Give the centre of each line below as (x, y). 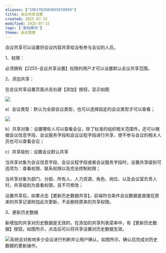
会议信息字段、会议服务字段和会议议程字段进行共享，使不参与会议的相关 (83, 135)
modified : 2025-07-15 (28, 23)
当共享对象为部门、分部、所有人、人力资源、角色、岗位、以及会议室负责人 (81, 179)
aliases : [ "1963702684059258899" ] (41, 10)
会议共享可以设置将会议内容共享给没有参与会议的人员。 (61, 47)
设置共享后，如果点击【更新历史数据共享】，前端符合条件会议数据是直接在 (80, 195)
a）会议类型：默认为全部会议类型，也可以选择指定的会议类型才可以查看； (80, 109)
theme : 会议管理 (20, 33)
